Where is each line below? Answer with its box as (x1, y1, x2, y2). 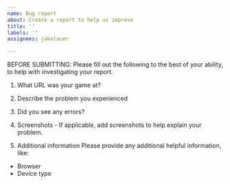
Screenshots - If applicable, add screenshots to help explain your (16, 121, 202, 129)
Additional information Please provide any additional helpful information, (16, 141, 222, 150)
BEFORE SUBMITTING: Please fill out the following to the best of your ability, (7, 60, 223, 69)
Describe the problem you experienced (16, 94, 128, 103)
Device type (16, 170, 51, 178)
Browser (16, 162, 41, 170)
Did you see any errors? (16, 108, 85, 116)
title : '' (7, 23, 36, 30)
